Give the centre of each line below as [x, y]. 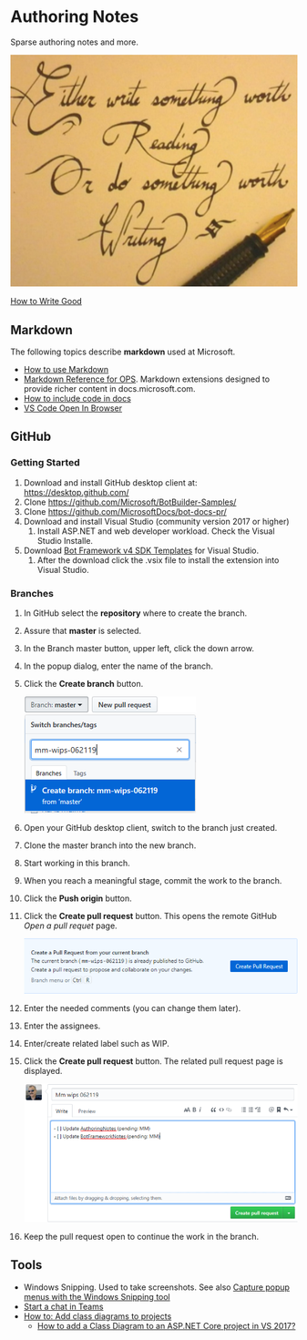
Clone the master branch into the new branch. [110, 845]
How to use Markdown [66, 370]
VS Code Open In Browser [72, 408]
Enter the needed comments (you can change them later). [132, 1008]
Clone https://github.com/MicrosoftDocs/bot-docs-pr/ [125, 511]
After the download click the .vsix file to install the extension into [158, 560]
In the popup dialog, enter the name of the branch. [118, 666]
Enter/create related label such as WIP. [96, 1044]
